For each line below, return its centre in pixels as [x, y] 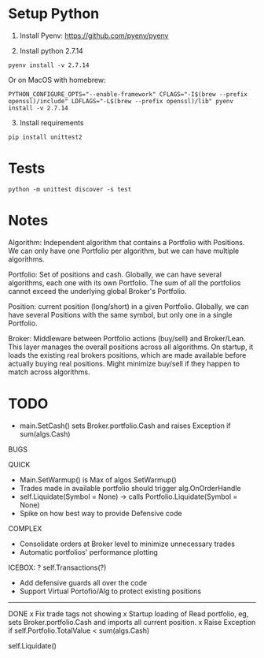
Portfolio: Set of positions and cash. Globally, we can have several [115, 274]
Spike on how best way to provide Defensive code [101, 513]
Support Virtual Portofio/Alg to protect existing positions [110, 591]
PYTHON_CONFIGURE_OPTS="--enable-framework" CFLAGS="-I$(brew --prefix [128, 94]
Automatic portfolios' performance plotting [89, 552]
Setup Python [54, 14]
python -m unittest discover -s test [70, 189]
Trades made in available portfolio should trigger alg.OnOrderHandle [130, 488]
